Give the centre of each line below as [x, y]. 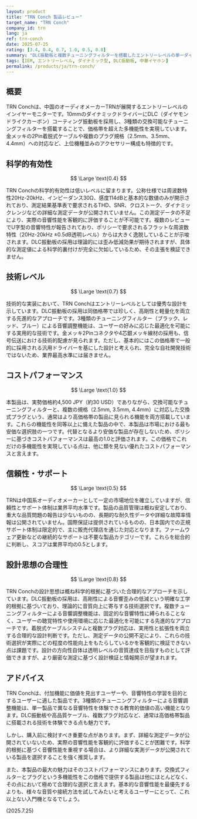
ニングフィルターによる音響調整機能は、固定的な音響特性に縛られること [93, 614]
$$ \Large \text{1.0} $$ [98, 390]
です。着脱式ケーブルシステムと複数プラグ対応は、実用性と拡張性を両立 [103, 628]
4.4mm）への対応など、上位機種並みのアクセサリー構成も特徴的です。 [91, 143]
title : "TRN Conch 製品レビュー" [44, 17]
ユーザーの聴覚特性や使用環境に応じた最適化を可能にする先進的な [96, 621]
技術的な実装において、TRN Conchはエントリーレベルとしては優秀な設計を [97, 303]
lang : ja [17, 34]
